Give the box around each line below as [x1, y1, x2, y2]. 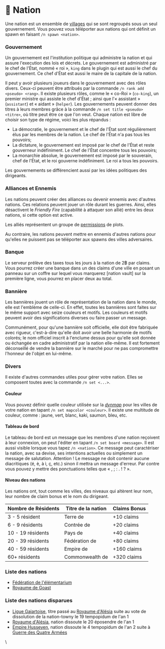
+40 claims [112, 530, 139, 536]
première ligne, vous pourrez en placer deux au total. [5, 275, 113, 281]
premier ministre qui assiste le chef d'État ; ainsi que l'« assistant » [5, 96, 140, 102]
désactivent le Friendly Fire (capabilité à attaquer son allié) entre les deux [5, 207, 154, 213]
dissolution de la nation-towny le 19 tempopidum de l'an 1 [12, 613, 129, 619]
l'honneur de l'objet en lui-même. [5, 350, 73, 357]
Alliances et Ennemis [5, 185, 57, 192]
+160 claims [112, 545, 142, 552]
